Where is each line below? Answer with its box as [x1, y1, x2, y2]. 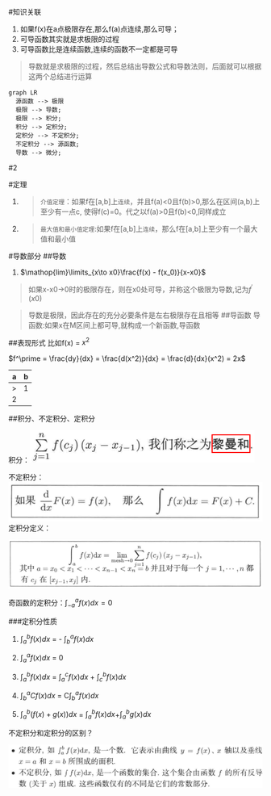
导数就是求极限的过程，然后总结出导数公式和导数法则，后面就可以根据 [27, 61, 262, 71]
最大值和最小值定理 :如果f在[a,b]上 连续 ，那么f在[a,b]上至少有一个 [40, 224, 244, 233]
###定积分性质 [8, 616, 58, 626]
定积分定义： [8, 523, 51, 533]
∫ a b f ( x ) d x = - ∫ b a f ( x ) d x [19, 632, 94, 646]
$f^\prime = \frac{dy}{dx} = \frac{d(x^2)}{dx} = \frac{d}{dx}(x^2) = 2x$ [8, 354, 246, 363]
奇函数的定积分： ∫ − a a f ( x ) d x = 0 [8, 597, 113, 610]
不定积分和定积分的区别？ [8, 728, 94, 738]
